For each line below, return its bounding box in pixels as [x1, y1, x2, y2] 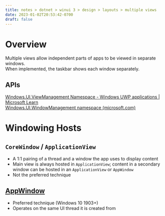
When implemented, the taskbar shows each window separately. [5, 66, 140, 72]
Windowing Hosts [5, 122, 82, 134]
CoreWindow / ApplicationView [5, 142, 96, 151]
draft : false [5, 17, 33, 22]
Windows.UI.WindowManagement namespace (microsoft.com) [5, 104, 136, 111]
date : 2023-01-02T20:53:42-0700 [5, 12, 73, 17]
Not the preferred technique [12, 172, 71, 178]
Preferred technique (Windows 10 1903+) [12, 200, 98, 206]
